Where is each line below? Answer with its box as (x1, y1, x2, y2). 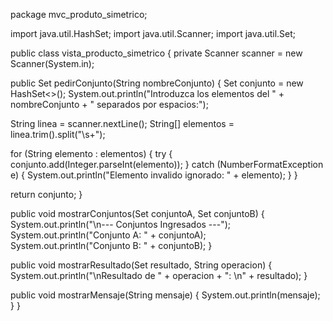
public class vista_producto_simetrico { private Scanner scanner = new (10, 47, 303, 59)
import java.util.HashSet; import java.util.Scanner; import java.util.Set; (10, 28, 297, 39)
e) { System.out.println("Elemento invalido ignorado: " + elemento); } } (10, 169, 298, 181)
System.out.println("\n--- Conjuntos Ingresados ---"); (10, 219, 232, 230)
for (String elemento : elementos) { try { (10, 148, 173, 159)
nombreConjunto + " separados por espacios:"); (10, 99, 209, 110)
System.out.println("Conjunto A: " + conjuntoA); (10, 229, 207, 241)
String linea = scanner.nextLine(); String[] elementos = (10, 118, 235, 129)
